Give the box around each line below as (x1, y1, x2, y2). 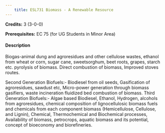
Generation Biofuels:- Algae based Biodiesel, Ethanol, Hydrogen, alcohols (5, 95, 158, 101)
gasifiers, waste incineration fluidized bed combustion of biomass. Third (5, 90, 155, 96)
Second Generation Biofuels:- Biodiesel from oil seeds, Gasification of (5, 79, 150, 85)
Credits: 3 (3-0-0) (5, 21, 44, 27)
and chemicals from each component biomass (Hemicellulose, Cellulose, (5, 106, 156, 112)
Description (5, 42, 31, 48)
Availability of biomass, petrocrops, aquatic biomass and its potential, (5, 116, 149, 122)
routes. (5, 69, 20, 75)
